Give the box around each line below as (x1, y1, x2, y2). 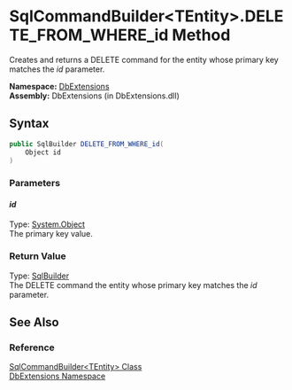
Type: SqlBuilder (9, 270, 69, 281)
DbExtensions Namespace (9, 370, 106, 382)
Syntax (9, 116, 50, 131)
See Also (9, 315, 59, 330)
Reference (9, 341, 55, 354)
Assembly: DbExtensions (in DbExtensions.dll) (9, 90, 180, 101)
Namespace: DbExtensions (9, 81, 110, 91)
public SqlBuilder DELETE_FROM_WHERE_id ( (9, 139, 165, 148)
